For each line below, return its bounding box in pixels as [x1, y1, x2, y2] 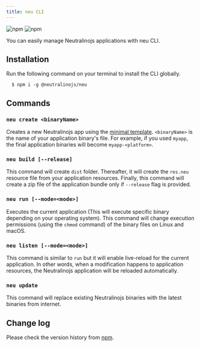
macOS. [6, 227, 26, 234]
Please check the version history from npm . [6, 334, 114, 341]
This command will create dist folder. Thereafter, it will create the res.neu [6, 168, 189, 175]
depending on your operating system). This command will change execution [6, 214, 195, 222]
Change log [6, 318, 50, 328]
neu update [6, 282, 38, 289]
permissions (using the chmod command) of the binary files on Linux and [6, 220, 184, 228]
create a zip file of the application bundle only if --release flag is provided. [6, 181, 192, 188]
